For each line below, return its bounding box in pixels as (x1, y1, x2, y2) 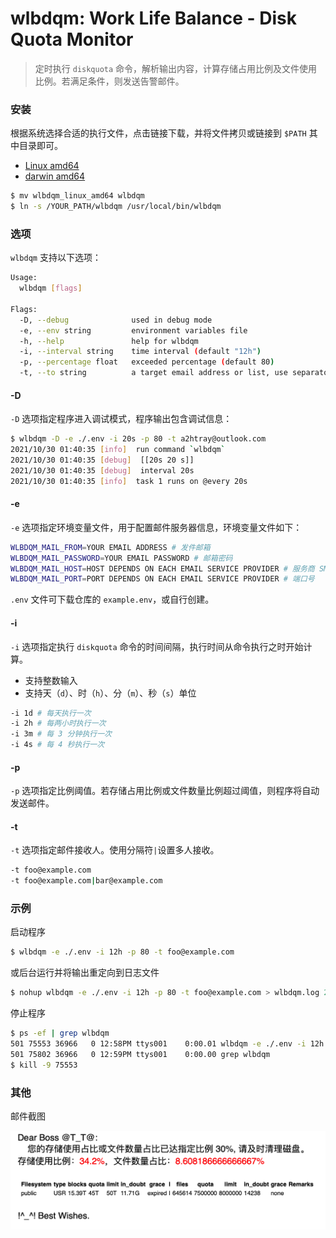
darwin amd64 (24, 170, 86, 182)
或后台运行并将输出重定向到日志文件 (10, 967, 160, 979)
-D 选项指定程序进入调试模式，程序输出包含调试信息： (10, 413, 233, 425)
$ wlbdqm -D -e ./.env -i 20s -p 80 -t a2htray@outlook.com (10, 434, 267, 444)
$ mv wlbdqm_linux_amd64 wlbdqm (10, 191, 145, 201)
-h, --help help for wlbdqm (19, 336, 199, 346)
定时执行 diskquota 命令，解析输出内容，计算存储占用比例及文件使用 (34, 62, 318, 74)
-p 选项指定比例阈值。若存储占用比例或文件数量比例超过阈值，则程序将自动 (10, 785, 320, 797)
